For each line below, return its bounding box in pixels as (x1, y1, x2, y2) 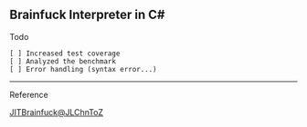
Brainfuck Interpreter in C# (9, 7, 165, 23)
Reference (9, 89, 48, 100)
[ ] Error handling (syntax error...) (9, 64, 157, 73)
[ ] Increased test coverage (9, 49, 121, 58)
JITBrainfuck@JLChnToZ (9, 106, 103, 117)
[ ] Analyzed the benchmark (9, 56, 117, 66)
